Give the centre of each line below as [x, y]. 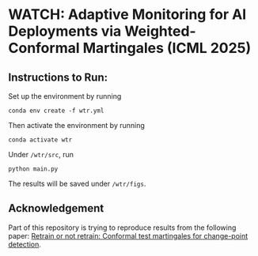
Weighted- [160, 31]
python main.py [33, 169]
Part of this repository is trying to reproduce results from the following [122, 228]
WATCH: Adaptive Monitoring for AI [127, 15]
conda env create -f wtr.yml [56, 111]
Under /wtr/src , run [41, 154]
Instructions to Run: [58, 77]
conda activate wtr [40, 140]
